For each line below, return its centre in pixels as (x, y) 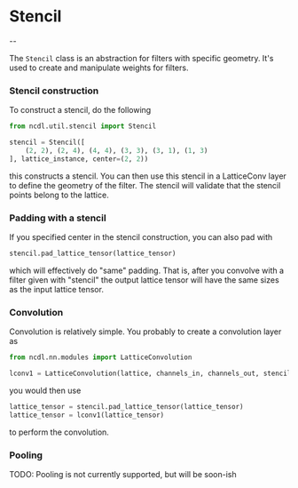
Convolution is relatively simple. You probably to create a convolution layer (145, 332)
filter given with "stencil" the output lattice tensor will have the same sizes (144, 280)
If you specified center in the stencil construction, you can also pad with (141, 237)
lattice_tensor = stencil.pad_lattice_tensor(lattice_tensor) (126, 406)
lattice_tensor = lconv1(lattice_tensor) (87, 415)
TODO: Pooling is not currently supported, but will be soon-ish (123, 474)
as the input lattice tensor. (57, 289)
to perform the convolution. (59, 432)
